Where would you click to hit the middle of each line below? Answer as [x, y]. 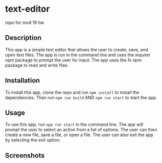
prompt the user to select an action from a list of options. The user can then [81, 130]
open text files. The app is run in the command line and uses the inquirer [78, 55]
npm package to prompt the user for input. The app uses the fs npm [73, 60]
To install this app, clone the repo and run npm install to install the [72, 92]
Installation [22, 81]
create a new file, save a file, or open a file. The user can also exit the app [79, 135]
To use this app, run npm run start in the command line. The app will [74, 124]
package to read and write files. [37, 65]
